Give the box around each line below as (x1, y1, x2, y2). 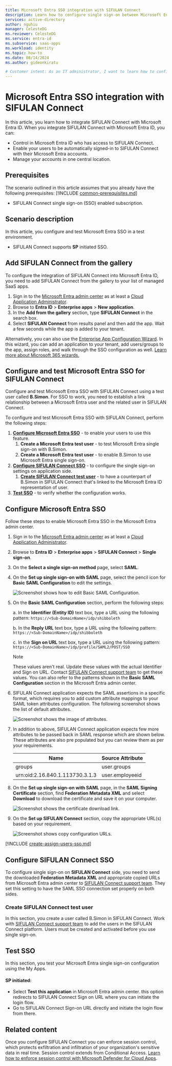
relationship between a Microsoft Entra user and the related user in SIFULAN (5, 399, 166, 405)
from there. (12, 1010, 37, 1017)
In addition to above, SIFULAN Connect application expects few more (12, 726, 159, 733)
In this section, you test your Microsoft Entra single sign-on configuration (5, 960, 160, 966)
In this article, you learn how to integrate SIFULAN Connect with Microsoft (5, 119, 161, 126)
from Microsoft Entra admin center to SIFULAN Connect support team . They (5, 880, 165, 886)
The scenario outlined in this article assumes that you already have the (5, 184, 155, 191)
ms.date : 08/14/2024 (5, 55, 50, 60)
